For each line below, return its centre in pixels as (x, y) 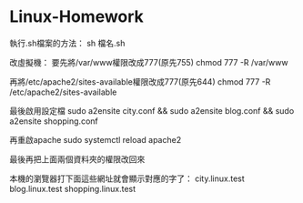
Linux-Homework (76, 17)
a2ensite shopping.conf (54, 121)
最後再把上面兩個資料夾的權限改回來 (77, 159)
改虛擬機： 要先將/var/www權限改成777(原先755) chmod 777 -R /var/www (149, 62)
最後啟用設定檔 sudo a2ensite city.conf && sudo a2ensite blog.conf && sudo (152, 110)
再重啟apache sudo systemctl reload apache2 (96, 139)
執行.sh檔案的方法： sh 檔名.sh (67, 43)
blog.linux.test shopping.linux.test (73, 188)
